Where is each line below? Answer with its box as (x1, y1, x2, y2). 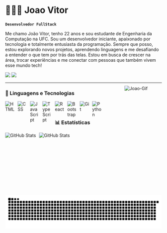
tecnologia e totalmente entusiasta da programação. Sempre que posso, (5, 41, 153, 47)
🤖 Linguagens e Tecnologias (5, 90, 75, 97)
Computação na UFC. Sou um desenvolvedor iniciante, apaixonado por (5, 36, 151, 42)
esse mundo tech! (5, 62, 42, 68)
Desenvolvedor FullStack (5, 22, 57, 27)
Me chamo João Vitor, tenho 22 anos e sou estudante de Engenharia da (5, 30, 153, 36)
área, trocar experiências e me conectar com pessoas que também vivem (5, 57, 157, 63)
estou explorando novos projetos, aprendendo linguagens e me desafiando (5, 46, 159, 52)
